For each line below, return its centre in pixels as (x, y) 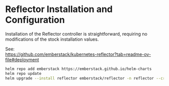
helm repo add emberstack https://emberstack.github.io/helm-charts (78, 69)
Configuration (35, 20)
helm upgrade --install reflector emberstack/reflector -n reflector (80, 78)
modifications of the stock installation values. (52, 39)
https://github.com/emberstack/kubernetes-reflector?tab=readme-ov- (78, 54)
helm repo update (23, 73)
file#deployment (22, 59)
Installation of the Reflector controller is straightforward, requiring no (76, 34)
